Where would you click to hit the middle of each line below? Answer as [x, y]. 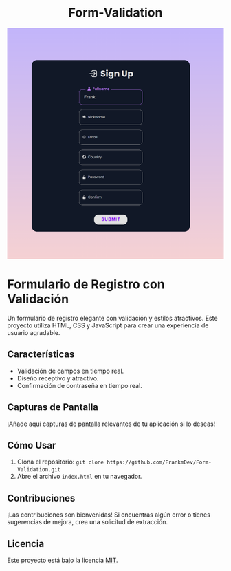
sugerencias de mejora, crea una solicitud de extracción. [88, 522]
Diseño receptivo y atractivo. [58, 378]
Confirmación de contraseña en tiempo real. [79, 385]
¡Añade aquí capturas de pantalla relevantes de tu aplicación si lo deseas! [111, 424]
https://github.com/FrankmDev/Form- [159, 462]
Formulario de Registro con [86, 284]
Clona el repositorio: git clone [60, 462]
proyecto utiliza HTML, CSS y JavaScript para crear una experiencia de [108, 325]
